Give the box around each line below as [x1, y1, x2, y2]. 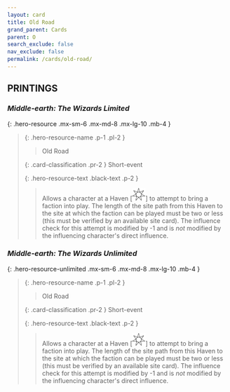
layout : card [7, 11, 46, 18]
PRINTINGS [7, 83, 58, 95]
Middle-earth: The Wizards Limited [7, 104, 130, 114]
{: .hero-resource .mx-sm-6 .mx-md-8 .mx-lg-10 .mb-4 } [7, 119, 171, 128]
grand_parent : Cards [7, 26, 68, 33]
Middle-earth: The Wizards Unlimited [7, 249, 137, 259]
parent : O [7, 34, 36, 41]
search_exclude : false [7, 41, 74, 48]
